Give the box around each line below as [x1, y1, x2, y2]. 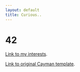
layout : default [5, 7, 39, 13]
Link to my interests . [5, 51, 48, 57]
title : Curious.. [5, 12, 42, 17]
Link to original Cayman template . [5, 61, 75, 67]
